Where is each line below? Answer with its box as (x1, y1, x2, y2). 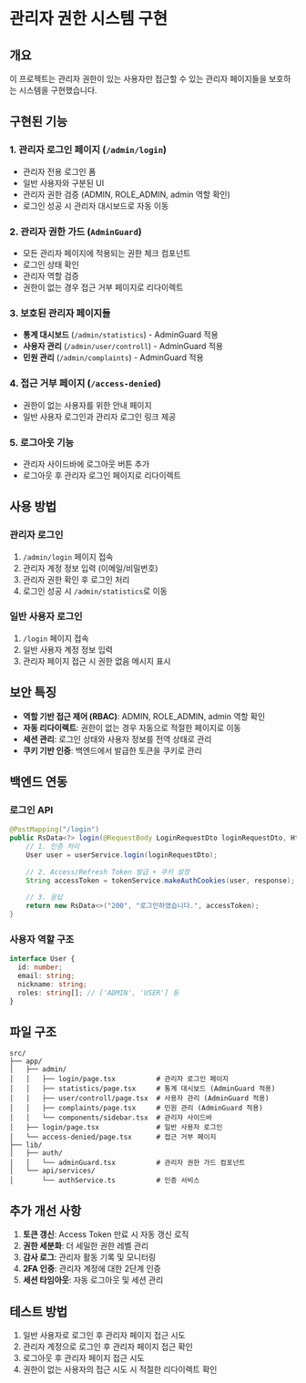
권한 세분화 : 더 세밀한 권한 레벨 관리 (22, 1241, 149, 1252)
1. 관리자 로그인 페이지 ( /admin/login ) (9, 143, 167, 156)
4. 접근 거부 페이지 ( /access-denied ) (9, 377, 161, 390)
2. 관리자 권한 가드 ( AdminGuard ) (9, 225, 143, 238)
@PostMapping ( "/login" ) (9, 825, 100, 834)
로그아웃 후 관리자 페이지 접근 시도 (22, 1352, 145, 1363)
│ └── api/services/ (9, 1166, 96, 1176)
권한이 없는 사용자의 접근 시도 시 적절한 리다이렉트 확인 (22, 1364, 218, 1375)
